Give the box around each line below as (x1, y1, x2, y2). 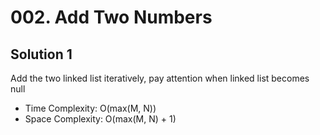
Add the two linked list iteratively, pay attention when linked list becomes (10, 72, 310, 84)
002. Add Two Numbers (10, 6, 213, 29)
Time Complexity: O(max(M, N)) (24, 102, 157, 114)
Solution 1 (10, 46, 73, 63)
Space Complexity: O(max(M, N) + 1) (24, 113, 177, 125)
